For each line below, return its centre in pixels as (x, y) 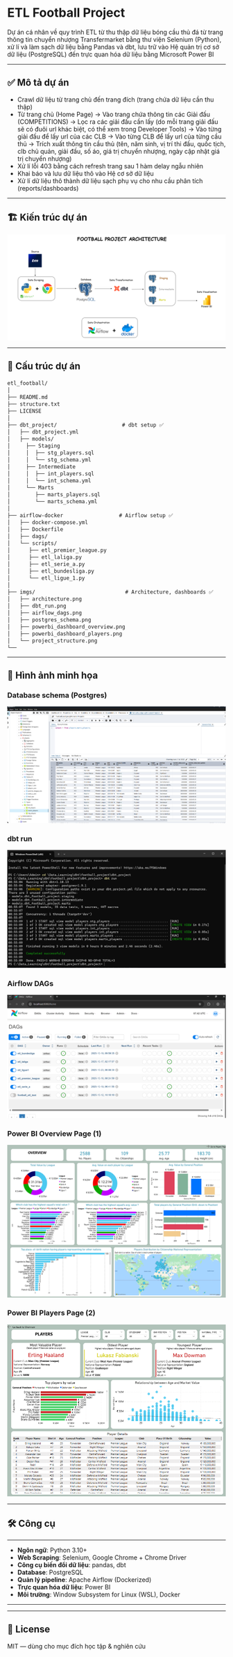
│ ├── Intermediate (42, 467)
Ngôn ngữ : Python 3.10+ (52, 1551)
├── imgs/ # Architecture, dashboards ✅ (110, 592)
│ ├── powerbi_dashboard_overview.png (67, 627)
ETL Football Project (66, 13)
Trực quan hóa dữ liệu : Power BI (64, 1587)
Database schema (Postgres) (57, 695)
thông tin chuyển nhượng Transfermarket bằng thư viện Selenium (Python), (114, 39)
